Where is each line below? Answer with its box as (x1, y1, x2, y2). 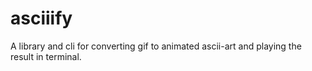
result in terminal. (10, 50, 82, 62)
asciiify (10, 7, 73, 30)
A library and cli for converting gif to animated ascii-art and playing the (10, 40, 302, 52)
